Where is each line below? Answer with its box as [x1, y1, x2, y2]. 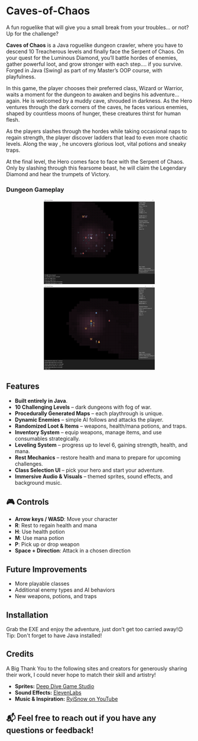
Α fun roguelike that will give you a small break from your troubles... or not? [6, 24, 189, 31]
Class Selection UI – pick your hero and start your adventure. [14, 466, 164, 473]
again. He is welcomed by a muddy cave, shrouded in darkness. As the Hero [6, 97, 193, 104]
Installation [6, 610, 48, 620]
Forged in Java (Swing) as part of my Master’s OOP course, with [6, 66, 163, 74]
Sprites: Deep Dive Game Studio [14, 682, 95, 689]
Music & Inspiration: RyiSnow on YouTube [14, 695, 118, 702]
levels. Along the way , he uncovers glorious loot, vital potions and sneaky [6, 140, 187, 147]
